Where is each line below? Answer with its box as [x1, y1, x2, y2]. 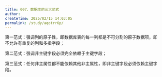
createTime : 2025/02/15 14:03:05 [5, 16, 73, 21]
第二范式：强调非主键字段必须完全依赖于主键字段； [5, 51, 107, 56]
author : [5, 12, 21, 16]
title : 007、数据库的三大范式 [5, 7, 59, 12]
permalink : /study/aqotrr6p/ [5, 20, 64, 26]
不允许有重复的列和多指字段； [5, 40, 64, 46]
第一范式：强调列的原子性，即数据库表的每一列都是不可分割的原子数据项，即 [5, 34, 158, 40]
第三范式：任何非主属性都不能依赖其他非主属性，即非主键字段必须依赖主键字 [5, 61, 158, 66]
